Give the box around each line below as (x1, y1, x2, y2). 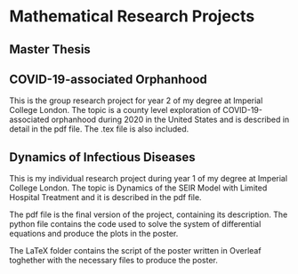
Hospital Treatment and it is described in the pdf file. (9, 192, 202, 203)
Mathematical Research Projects (9, 6, 255, 27)
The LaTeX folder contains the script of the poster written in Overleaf (9, 246, 262, 256)
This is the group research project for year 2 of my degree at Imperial (9, 95, 263, 106)
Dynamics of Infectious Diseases (9, 149, 196, 165)
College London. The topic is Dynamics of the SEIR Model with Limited (9, 182, 268, 193)
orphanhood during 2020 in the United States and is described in (51, 114, 290, 125)
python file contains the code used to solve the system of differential (9, 219, 262, 230)
